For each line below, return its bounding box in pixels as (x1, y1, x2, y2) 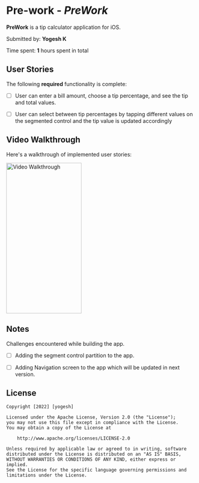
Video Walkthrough (6, 135, 81, 145)
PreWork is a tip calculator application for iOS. (6, 23, 121, 31)
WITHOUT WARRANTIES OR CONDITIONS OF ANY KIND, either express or (6, 457, 176, 463)
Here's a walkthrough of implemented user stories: (6, 151, 132, 158)
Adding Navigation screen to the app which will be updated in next (14, 364, 180, 371)
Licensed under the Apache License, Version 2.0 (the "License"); (6, 414, 176, 420)
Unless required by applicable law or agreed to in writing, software (6, 446, 187, 452)
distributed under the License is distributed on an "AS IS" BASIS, (6, 451, 182, 458)
